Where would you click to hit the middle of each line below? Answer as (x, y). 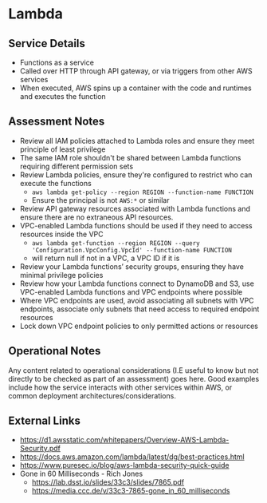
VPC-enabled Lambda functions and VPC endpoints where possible (131, 291)
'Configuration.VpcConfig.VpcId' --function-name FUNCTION (132, 250)
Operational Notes (55, 351)
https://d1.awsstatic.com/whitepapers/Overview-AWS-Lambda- (124, 440)
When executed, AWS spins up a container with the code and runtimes (136, 88)
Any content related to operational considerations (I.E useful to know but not (133, 370)
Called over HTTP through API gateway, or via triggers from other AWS (136, 71)
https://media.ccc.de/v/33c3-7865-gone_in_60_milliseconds (131, 491)
